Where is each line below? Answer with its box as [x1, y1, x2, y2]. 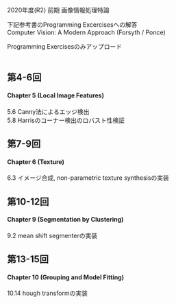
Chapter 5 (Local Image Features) [7, 91, 105, 100]
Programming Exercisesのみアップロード [7, 43, 123, 50]
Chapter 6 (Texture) [7, 157, 65, 166]
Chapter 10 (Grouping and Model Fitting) [7, 273, 125, 281]
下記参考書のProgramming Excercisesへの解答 [7, 21, 138, 29]
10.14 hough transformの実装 [7, 289, 88, 297]
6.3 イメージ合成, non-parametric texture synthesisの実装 [7, 174, 169, 182]
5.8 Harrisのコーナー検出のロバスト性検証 [7, 116, 125, 124]
